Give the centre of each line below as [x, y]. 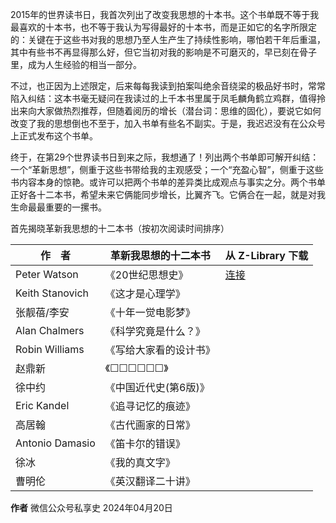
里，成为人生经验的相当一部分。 [76, 64]
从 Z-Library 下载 [266, 255]
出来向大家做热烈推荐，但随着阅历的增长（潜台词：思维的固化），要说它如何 [166, 111]
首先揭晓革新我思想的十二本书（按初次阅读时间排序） [120, 228]
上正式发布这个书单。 [54, 136]
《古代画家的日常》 [150, 425]
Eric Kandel [42, 405]
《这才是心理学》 [145, 293]
